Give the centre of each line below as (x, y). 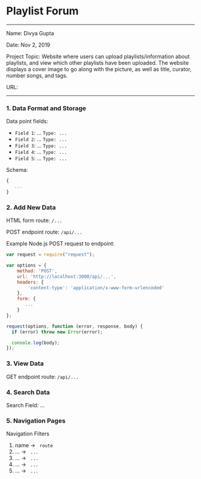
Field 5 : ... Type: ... (41, 158)
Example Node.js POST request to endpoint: (60, 244)
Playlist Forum (42, 11)
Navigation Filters (28, 434)
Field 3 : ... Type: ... (41, 145)
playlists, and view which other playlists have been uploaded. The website (98, 63)
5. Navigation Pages (36, 420)
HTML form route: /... (34, 220)
